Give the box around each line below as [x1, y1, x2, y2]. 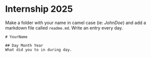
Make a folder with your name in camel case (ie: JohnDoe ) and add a [5, 20, 147, 26]
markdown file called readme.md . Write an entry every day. [5, 25, 123, 30]
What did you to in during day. [5, 47, 72, 52]
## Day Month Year [5, 43, 43, 48]
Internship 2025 [5, 3, 73, 15]
